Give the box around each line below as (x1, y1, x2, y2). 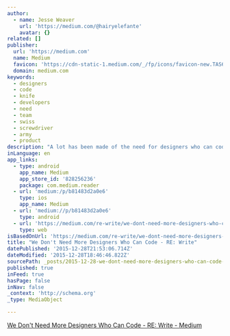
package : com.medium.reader (19, 182, 99, 189)
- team (13, 112, 32, 118)
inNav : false (7, 283, 44, 291)
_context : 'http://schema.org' (7, 290, 97, 297)
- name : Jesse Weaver (13, 16, 75, 23)
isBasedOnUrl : (7, 233, 48, 240)
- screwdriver (13, 125, 53, 131)
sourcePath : (7, 258, 41, 265)
